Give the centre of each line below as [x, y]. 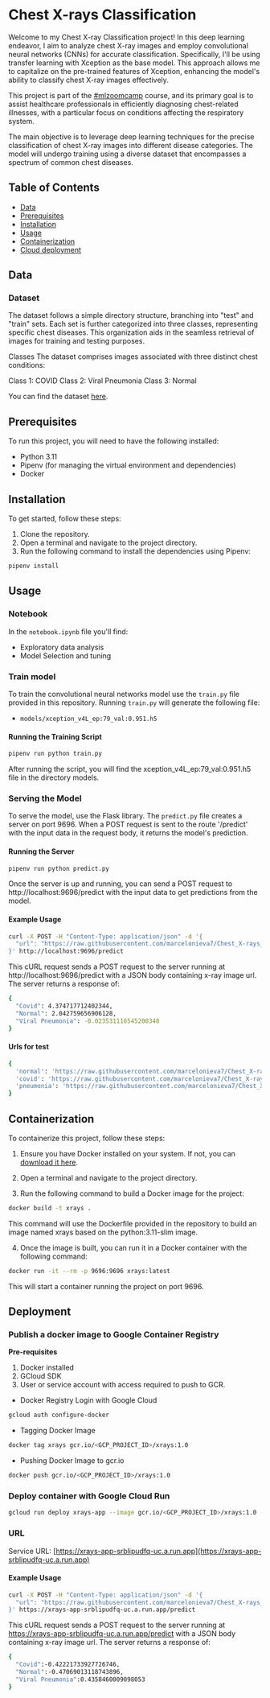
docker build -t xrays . [50, 1208]
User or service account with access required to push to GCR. [123, 1385]
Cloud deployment [51, 249]
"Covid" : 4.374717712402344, [64, 1006]
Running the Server [41, 851]
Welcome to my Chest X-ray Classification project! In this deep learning [127, 37]
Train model [32, 676]
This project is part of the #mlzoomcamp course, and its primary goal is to [131, 95]
